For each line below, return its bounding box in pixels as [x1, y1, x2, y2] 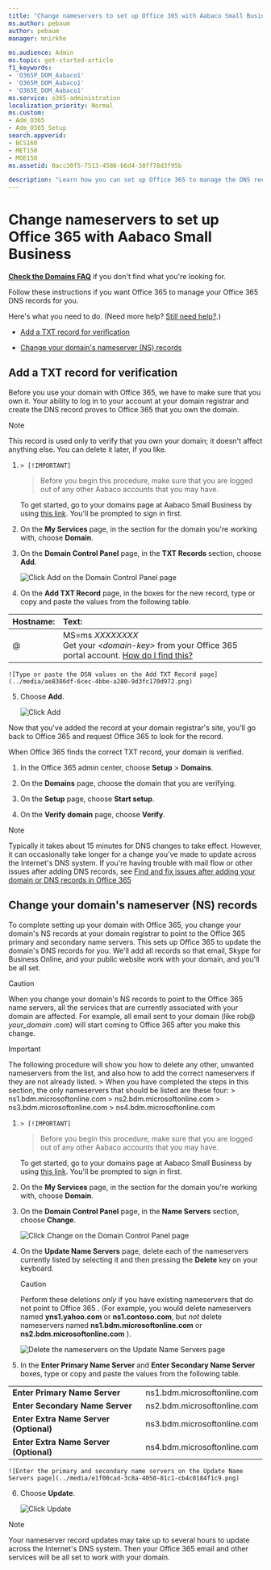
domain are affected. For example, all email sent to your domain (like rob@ [8, 1011, 256, 1021]
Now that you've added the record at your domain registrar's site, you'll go [8, 723, 256, 733]
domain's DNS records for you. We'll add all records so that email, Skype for [8, 946, 261, 955]
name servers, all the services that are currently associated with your [8, 1002, 239, 1013]
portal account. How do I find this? [63, 649, 194, 661]
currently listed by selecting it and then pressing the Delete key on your [19, 1255, 258, 1264]
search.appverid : [8, 132, 67, 140]
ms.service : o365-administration [8, 94, 121, 102]
